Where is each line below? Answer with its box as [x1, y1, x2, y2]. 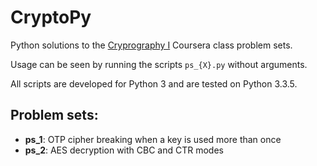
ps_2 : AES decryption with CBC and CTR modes [24, 144, 224, 156]
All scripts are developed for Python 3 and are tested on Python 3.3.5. [10, 77, 298, 90]
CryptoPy [10, 6, 92, 29]
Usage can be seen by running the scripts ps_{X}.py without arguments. [10, 58, 308, 70]
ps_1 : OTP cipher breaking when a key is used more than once [24, 133, 282, 145]
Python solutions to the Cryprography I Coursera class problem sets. [10, 39, 293, 51]
